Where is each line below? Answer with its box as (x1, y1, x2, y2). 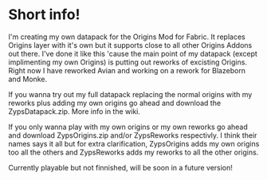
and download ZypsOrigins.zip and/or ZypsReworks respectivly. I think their (8, 130, 257, 140)
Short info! (8, 6, 80, 24)
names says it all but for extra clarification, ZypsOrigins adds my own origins (8, 139, 260, 148)
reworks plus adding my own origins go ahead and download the (8, 98, 222, 108)
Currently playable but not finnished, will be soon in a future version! (8, 162, 234, 172)
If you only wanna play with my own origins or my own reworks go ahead (8, 122, 249, 131)
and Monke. (8, 74, 48, 84)
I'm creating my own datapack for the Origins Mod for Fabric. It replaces (8, 32, 245, 41)
